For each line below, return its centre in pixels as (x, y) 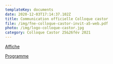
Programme (17, 56)
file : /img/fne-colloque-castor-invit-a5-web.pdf (57, 23)
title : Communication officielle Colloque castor (57, 19)
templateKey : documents (29, 10)
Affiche (12, 47)
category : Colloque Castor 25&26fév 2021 (48, 32)
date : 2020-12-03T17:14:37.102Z (38, 14)
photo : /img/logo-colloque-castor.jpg (45, 28)
